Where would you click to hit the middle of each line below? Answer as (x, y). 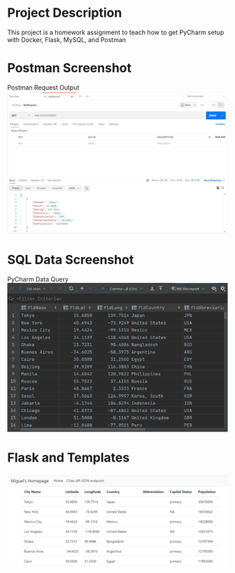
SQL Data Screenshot (71, 260)
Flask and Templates (69, 458)
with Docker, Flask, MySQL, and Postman (67, 39)
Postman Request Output (43, 87)
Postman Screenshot (69, 68)
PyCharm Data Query (38, 279)
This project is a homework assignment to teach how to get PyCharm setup (116, 32)
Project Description (65, 13)
